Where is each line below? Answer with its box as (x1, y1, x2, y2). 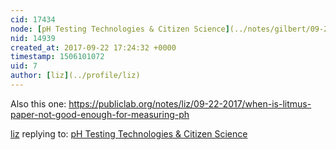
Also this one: (10, 97, 67, 110)
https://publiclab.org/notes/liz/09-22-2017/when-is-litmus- (68, 97, 312, 110)
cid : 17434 (10, 14, 56, 25)
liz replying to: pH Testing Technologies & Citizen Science (10, 127, 248, 140)
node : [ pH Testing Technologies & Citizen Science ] (10, 24, 230, 34)
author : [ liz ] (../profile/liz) (10, 71, 141, 81)
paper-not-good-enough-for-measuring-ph (10, 108, 190, 120)
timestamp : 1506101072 (10, 52, 105, 62)
